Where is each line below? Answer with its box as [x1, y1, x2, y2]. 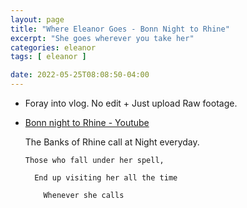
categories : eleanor [10, 42, 97, 53]
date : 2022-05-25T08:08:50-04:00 [10, 70, 150, 80]
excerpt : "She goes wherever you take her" [10, 33, 195, 43]
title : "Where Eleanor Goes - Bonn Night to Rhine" [10, 24, 230, 34]
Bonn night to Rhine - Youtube [24, 117, 150, 128]
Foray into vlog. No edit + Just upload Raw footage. [24, 97, 238, 109]
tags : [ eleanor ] [10, 52, 87, 62]
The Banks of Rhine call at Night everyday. [24, 136, 200, 148]
